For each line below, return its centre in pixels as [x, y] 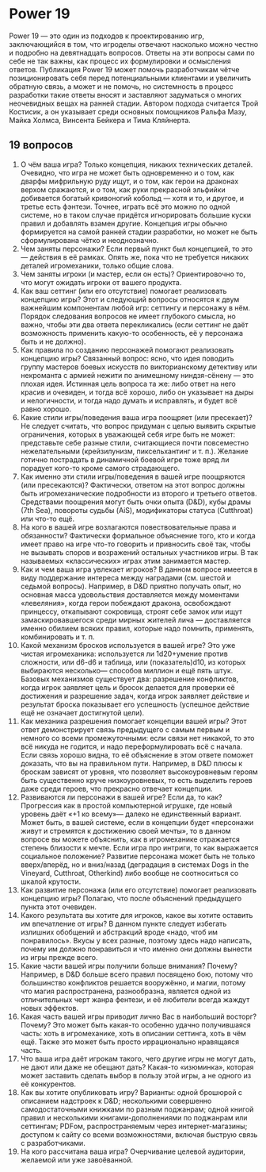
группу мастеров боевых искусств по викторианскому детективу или [139, 367]
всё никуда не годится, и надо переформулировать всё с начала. [131, 746]
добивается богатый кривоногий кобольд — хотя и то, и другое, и [132, 198]
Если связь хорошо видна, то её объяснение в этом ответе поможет [137, 754]
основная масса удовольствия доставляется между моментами [130, 594]
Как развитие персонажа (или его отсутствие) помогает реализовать [138, 889]
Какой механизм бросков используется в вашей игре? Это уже [128, 645]
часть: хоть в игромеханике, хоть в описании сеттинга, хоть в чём [133, 1033]
